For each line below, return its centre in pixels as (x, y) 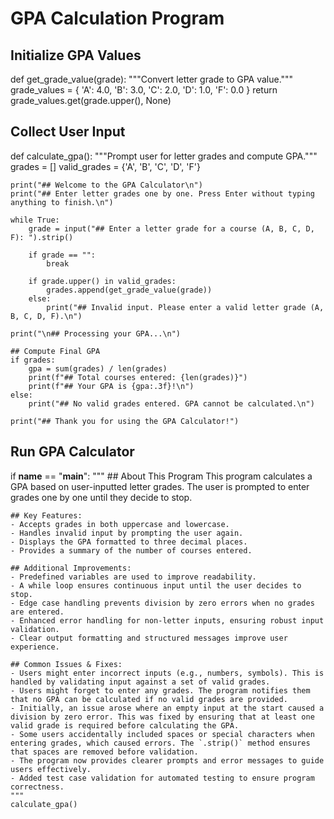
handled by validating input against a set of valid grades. (140, 682)
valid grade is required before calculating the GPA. (125, 725)
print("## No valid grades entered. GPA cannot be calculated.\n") (171, 403)
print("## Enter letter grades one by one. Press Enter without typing (162, 193)
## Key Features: (46, 515)
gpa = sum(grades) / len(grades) (98, 368)
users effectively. (51, 769)
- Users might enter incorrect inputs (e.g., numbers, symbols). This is (167, 673)
